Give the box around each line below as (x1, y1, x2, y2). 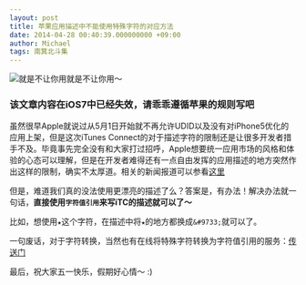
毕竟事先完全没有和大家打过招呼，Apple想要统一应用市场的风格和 (40, 143, 287, 155)
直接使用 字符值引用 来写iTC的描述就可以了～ (33, 197, 193, 208)
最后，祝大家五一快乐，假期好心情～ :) (9, 266, 153, 278)
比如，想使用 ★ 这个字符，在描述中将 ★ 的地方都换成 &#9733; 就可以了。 (9, 216, 262, 228)
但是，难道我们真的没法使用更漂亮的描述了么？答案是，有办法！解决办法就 (9, 186, 289, 197)
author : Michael (9, 38, 71, 48)
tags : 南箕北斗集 (9, 47, 68, 56)
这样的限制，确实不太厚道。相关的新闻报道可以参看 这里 (16, 166, 225, 178)
